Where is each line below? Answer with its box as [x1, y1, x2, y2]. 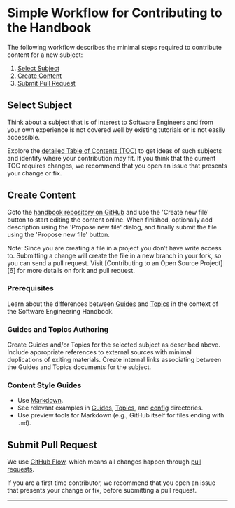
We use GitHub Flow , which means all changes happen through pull [7, 457, 201, 466]
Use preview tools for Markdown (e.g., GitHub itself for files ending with [17, 411, 225, 420]
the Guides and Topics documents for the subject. [7, 363, 152, 371]
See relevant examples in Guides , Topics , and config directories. [17, 403, 204, 412]
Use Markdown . [17, 396, 64, 405]
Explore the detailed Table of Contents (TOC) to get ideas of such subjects [7, 146, 222, 155]
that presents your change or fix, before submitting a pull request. [7, 486, 197, 495]
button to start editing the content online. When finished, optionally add [7, 215, 213, 224]
